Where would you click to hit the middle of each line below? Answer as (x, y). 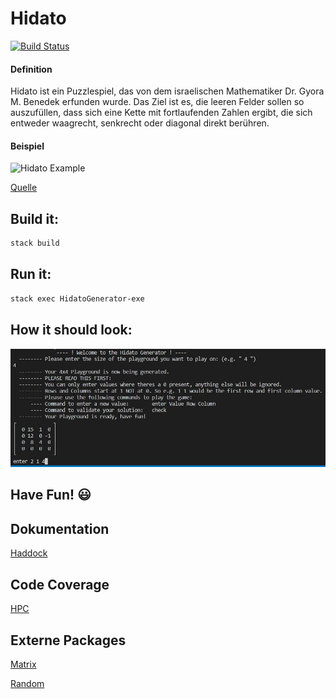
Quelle (24, 188)
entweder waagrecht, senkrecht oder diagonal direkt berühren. (140, 123)
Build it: (34, 218)
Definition (31, 69)
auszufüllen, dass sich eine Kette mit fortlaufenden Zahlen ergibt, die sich (161, 113)
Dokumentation (60, 528)
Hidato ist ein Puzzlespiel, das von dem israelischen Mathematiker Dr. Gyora (167, 91)
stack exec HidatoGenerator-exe (77, 298)
